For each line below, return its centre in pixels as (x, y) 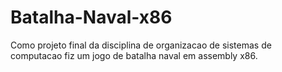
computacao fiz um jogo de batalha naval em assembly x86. (134, 55)
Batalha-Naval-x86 (91, 17)
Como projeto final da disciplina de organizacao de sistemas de (141, 45)
